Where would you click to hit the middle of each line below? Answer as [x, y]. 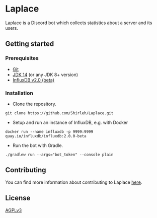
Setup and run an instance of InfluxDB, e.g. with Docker [70, 122]
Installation [19, 93]
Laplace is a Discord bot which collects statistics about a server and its [79, 23]
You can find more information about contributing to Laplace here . [74, 182]
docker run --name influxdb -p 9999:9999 [49, 131]
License [18, 198]
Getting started [30, 44]
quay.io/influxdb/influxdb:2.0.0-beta [46, 136]
